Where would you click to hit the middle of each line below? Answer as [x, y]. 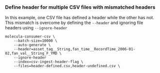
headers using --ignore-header [36, 28]
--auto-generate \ [32, 45]
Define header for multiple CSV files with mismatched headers [80, 7]
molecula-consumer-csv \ [30, 37]
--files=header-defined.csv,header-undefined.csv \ [67, 66]
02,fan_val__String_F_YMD [31, 54]
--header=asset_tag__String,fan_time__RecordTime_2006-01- [75, 49]
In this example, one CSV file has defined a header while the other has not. [80, 18]
